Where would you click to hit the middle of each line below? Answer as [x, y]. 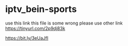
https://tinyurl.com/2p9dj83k [35, 28]
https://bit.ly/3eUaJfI [27, 38]
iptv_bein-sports [41, 9]
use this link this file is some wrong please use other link [64, 23]
